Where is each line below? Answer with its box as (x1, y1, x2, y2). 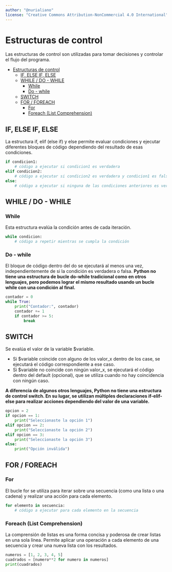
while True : (5, 299, 31, 305)
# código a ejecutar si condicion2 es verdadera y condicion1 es (14, 174, 157, 179)
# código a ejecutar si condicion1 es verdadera (14, 164, 120, 170)
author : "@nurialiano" (5, 7, 54, 13)
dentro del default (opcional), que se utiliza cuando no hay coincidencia (12, 372, 164, 378)
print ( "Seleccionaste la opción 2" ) (14, 427, 93, 433)
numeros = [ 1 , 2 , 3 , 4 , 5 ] (5, 552, 63, 557)
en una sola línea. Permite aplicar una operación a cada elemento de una (5, 537, 159, 543)
